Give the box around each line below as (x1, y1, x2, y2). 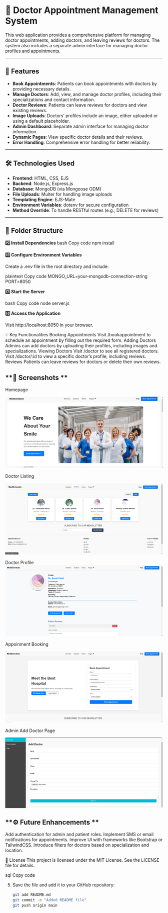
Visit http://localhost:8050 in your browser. (5, 322, 93, 328)
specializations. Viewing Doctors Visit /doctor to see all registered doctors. (5, 348, 159, 354)
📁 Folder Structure (5, 226, 63, 235)
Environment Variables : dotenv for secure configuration (12, 202, 129, 208)
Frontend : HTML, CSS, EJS (12, 175, 69, 181)
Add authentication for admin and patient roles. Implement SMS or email (5, 832, 154, 838)
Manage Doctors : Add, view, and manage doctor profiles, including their (12, 91, 162, 97)
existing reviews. (12, 107, 47, 113)
